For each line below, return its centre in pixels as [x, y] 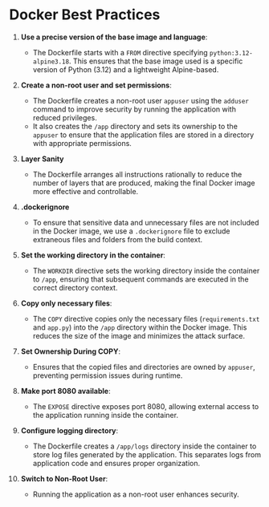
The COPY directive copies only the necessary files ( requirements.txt [146, 318]
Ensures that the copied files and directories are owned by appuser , [144, 367]
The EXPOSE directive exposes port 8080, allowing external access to [146, 406]
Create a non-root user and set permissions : [96, 85]
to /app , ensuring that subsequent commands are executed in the [141, 279]
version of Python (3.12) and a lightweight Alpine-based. [126, 69]
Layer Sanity [42, 159]
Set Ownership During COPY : [71, 351]
